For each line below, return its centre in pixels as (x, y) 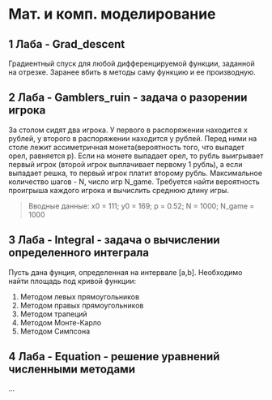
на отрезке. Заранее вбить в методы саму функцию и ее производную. (132, 72)
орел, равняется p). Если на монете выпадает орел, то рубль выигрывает (136, 156)
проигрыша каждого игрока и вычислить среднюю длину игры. (119, 190)
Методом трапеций (53, 314)
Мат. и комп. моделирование (112, 14)
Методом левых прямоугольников (80, 296)
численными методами (72, 370)
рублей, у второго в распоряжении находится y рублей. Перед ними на (133, 138)
